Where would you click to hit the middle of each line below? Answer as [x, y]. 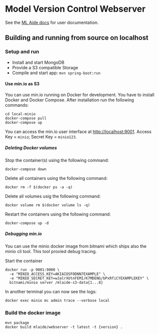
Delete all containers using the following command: [56, 178]
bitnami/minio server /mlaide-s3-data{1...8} [56, 282]
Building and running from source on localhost [77, 38]
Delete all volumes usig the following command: [53, 196]
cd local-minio [20, 114]
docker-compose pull [26, 118]
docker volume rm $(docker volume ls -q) [48, 205]
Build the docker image [33, 313]
